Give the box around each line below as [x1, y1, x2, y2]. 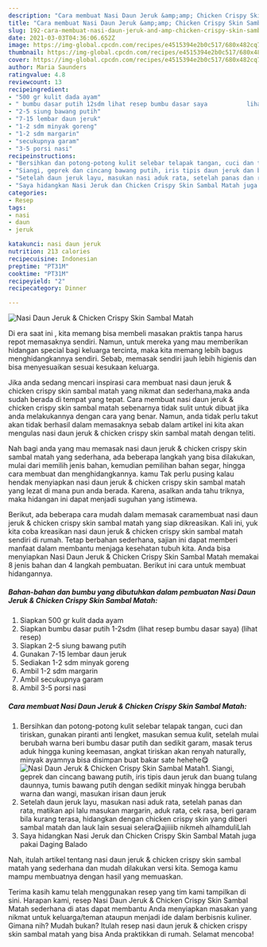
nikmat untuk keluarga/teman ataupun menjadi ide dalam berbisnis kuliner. [8, 913, 252, 922]
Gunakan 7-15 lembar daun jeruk [19, 649, 127, 659]
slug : [8, 26, 26, 34]
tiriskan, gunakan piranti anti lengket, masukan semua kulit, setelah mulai [19, 730, 259, 740]
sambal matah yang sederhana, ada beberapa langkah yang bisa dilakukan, [8, 452, 256, 462]
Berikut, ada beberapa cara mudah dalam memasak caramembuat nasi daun [8, 510, 258, 520]
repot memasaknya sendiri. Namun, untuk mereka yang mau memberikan [8, 337, 249, 346]
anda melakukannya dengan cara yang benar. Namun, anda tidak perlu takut [8, 412, 258, 421]
